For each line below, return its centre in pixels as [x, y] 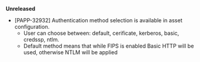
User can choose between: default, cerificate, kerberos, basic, [101, 33]
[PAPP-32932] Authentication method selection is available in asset [98, 20]
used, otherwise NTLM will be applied [70, 52]
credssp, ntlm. [41, 39]
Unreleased [21, 9]
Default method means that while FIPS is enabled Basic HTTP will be [109, 46]
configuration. [32, 27]
